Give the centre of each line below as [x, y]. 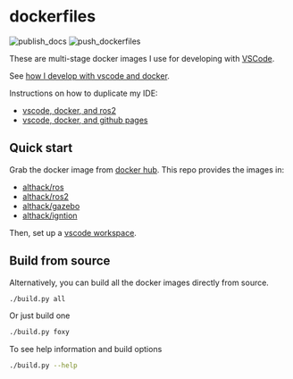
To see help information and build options [86, 350]
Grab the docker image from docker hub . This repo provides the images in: [147, 169]
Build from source [60, 261]
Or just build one [40, 316]
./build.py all [38, 299]
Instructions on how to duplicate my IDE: [84, 93]
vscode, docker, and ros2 [69, 110]
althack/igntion [50, 215]
